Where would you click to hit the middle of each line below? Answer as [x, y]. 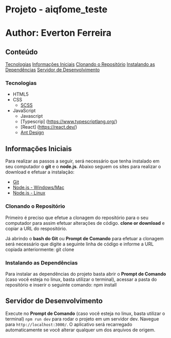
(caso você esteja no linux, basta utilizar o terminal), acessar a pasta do [81, 279]
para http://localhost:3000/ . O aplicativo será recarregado [69, 324]
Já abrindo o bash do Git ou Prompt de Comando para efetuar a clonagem [85, 238]
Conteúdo [22, 52]
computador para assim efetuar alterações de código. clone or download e [85, 223]
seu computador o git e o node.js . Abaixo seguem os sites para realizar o [83, 167]
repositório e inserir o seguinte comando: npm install [61, 284]
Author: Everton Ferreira [58, 33]
